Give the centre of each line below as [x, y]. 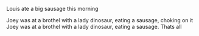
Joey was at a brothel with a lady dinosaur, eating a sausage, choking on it [100, 20]
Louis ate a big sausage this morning [52, 9]
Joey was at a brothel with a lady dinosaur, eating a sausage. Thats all [94, 27]
